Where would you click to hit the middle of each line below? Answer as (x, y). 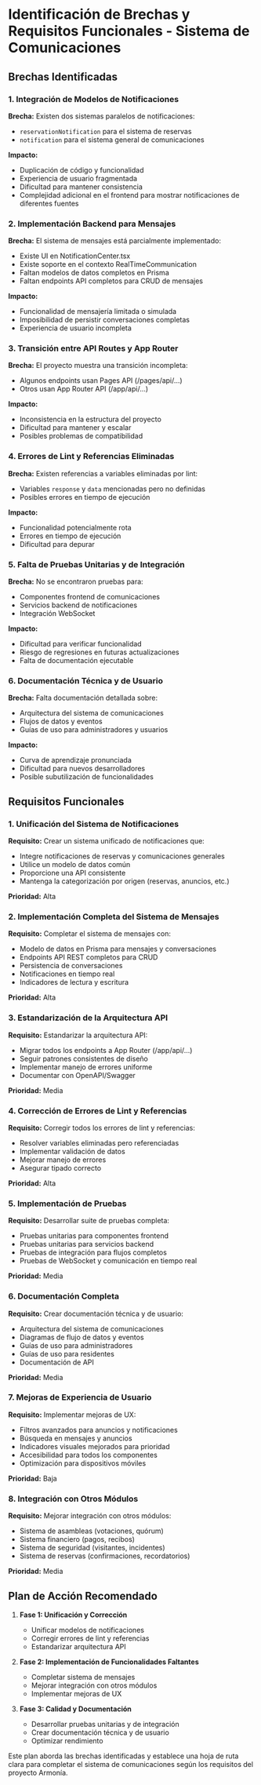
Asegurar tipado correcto (60, 1168)
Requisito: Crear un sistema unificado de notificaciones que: (107, 841)
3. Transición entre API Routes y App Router (93, 348)
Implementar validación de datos (72, 1151)
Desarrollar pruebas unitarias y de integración (105, 1724)
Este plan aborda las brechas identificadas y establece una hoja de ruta (123, 1756)
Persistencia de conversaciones (71, 966)
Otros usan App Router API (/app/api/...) (84, 389)
